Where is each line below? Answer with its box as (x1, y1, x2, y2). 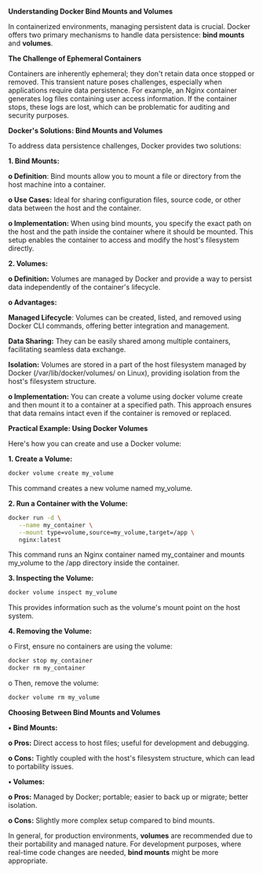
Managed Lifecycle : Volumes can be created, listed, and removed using (8, 313, 242, 322)
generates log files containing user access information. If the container (8, 94, 237, 103)
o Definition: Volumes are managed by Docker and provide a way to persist (8, 274, 253, 283)
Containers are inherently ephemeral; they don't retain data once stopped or (8, 69, 255, 78)
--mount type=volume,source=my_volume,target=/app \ (18, 528, 195, 536)
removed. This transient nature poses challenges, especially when (8, 78, 222, 86)
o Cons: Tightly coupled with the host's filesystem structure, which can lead (8, 753, 255, 762)
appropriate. (8, 856, 49, 865)
